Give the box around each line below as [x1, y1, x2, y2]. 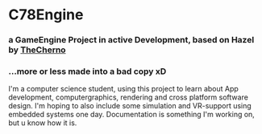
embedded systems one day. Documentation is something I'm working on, [8, 110, 256, 120]
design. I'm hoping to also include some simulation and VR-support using [8, 101, 252, 111]
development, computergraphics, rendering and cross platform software [8, 92, 248, 102]
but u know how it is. [8, 118, 77, 128]
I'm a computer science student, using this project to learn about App [8, 84, 239, 94]
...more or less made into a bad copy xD [8, 66, 167, 77]
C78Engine [8, 6, 84, 24]
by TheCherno [8, 44, 66, 55]
